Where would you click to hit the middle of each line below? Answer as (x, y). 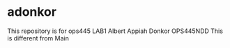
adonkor (32, 12)
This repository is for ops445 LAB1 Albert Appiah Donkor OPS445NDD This (115, 31)
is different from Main (38, 38)
